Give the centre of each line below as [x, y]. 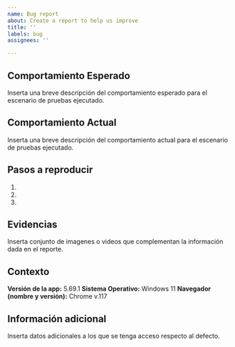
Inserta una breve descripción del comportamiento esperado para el [108, 93]
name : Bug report [33, 14]
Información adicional [57, 319]
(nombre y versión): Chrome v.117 [57, 296]
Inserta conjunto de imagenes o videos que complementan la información [115, 242]
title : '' [22, 27]
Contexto [28, 271]
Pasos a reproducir [50, 170]
